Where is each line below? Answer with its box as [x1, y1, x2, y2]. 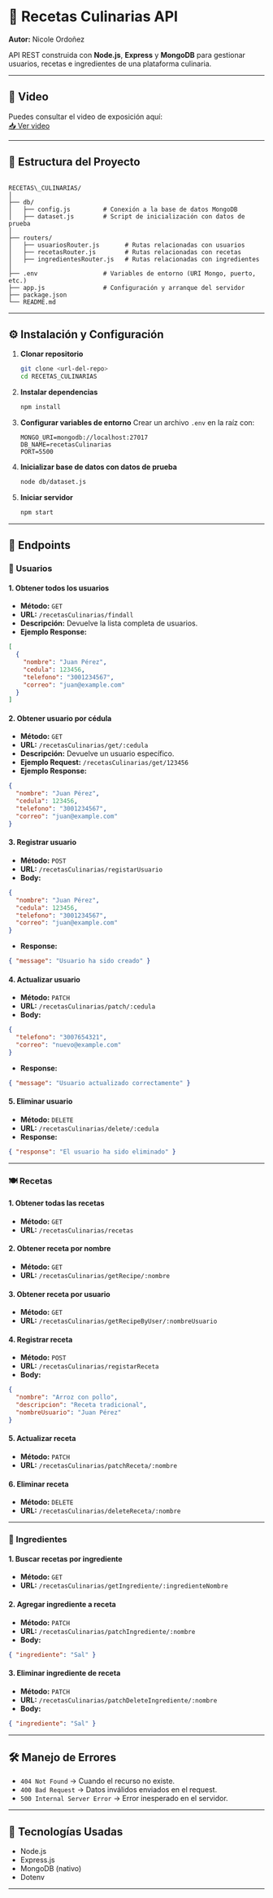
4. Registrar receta [8, 1334, 73, 1344]
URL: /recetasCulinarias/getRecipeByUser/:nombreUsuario [19, 1316, 218, 1326]
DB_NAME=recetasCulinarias [19, 441, 112, 449]
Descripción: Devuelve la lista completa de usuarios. [19, 618, 198, 628]
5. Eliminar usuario [8, 1096, 73, 1106]
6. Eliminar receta [8, 1478, 69, 1489]
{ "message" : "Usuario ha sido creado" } [8, 957, 151, 965]
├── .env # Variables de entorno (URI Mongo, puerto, [8, 269, 256, 278]
